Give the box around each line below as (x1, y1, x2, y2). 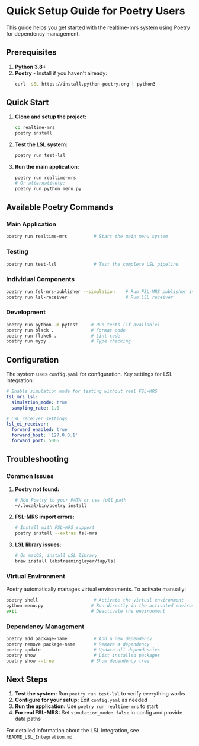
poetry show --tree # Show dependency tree (6, 658, 150, 664)
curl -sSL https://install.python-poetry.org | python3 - (14, 81, 161, 87)
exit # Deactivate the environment (6, 608, 166, 614)
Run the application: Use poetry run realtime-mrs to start (14, 703, 158, 710)
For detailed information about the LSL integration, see (6, 727, 139, 734)
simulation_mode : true (11, 399, 68, 405)
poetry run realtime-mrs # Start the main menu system (6, 234, 168, 240)
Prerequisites (6, 48, 57, 58)
